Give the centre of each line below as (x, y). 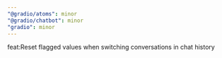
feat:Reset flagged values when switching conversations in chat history (111, 47)
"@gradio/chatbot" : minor (45, 21)
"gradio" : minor (31, 27)
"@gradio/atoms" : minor (42, 14)
